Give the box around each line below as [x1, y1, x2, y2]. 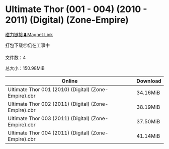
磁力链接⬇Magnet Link [5, 31, 53, 37]
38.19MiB [136, 103, 160, 110]
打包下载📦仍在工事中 [5, 42, 50, 48]
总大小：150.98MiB [5, 65, 45, 71]
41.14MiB [136, 132, 160, 139]
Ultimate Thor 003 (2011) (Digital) [8, 115, 90, 122]
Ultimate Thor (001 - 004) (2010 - [5, 4, 147, 15]
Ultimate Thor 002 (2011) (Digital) [8, 100, 90, 107]
